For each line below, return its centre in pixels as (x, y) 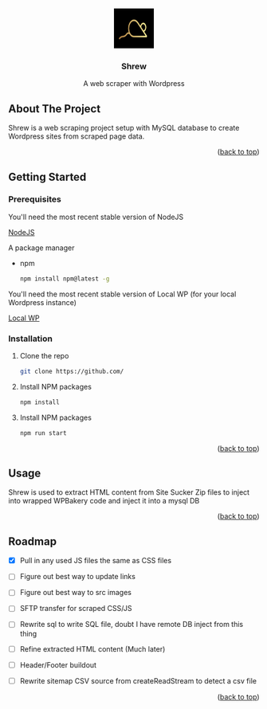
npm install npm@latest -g (65, 279)
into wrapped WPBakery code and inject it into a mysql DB (104, 501)
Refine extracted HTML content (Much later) (92, 648)
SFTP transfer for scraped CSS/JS (76, 609)
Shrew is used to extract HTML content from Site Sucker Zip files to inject (129, 492)
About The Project (55, 109)
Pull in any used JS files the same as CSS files (96, 561)
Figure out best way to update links (77, 577)
